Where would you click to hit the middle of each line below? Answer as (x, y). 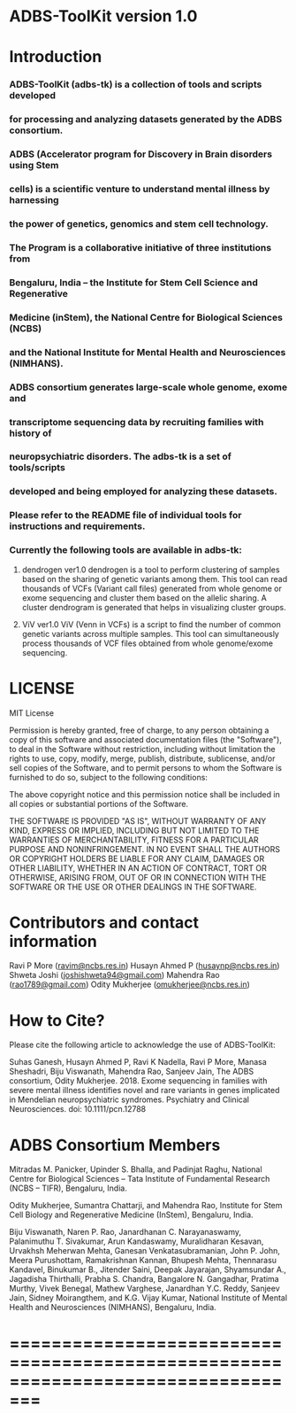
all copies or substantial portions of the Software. (99, 804)
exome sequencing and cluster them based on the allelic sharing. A (144, 598)
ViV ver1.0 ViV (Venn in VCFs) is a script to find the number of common (151, 624)
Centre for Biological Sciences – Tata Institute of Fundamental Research (140, 1179)
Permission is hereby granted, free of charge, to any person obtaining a (139, 730)
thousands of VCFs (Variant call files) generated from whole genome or (152, 588)
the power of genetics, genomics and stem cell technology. (139, 223)
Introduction (56, 57)
